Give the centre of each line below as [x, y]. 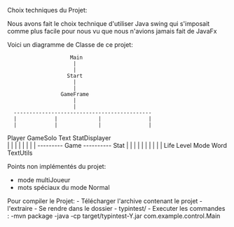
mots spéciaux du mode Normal [63, 187]
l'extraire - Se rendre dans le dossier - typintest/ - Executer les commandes [116, 208]
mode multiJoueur [44, 180]
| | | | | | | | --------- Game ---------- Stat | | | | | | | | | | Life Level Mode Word [117, 145]
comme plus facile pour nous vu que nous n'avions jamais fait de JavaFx [112, 31]
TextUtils [20, 153]
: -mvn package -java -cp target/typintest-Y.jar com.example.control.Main [114, 216]
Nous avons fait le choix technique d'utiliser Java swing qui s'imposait [109, 23]
